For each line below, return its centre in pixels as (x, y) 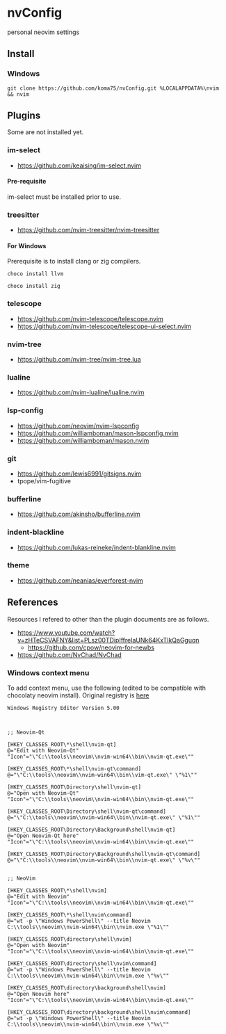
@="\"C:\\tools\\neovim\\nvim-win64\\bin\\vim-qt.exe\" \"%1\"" (102, 775)
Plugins (24, 116)
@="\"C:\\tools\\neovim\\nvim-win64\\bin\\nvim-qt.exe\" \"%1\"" (104, 817)
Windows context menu (48, 672)
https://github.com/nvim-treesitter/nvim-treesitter (88, 230)
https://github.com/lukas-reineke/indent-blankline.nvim (96, 547)
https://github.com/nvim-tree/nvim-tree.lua (79, 360)
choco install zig (34, 286)
